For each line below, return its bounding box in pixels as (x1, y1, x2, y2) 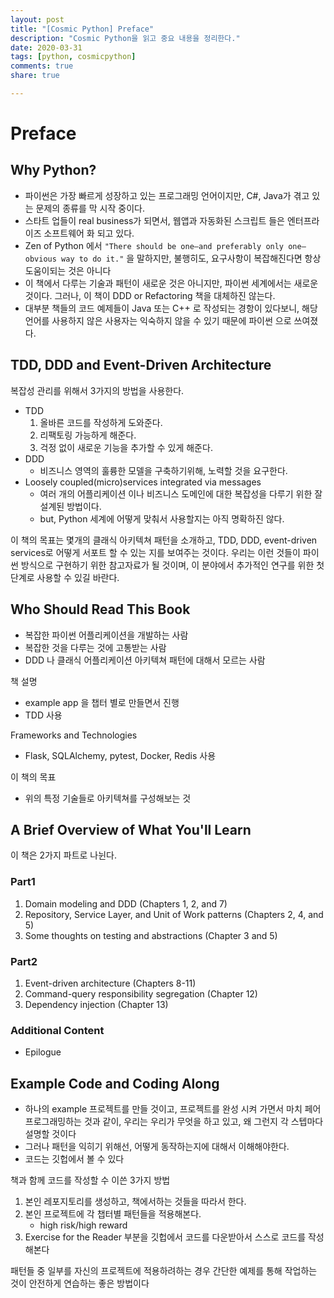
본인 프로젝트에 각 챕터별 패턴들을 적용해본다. (24, 1208, 202, 1220)
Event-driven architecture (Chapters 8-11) (24, 977, 197, 989)
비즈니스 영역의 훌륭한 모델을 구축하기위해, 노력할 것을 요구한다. (39, 464, 288, 476)
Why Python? (10, 162, 97, 179)
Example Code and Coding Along (10, 1075, 220, 1092)
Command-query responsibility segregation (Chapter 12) (24, 987, 258, 1000)
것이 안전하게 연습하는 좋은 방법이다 (10, 1277, 150, 1290)
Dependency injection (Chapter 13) (24, 998, 169, 1010)
